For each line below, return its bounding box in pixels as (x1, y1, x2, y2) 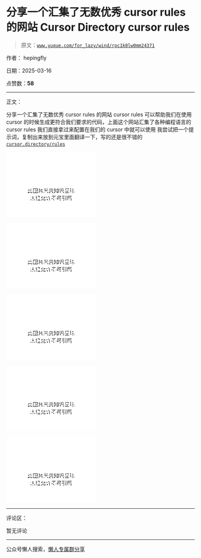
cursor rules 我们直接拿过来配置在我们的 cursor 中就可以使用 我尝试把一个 (6, 125, 189, 133)
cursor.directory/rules (6, 141, 66, 147)
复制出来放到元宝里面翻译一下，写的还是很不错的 (22, 133, 142, 140)
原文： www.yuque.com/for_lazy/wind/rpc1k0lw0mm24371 (20, 41, 155, 49)
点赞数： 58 (6, 79, 34, 87)
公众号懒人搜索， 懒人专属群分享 (6, 545, 85, 553)
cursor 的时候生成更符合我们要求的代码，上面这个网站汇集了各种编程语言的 (6, 118, 191, 125)
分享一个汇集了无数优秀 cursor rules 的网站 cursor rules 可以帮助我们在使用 (6, 110, 192, 118)
